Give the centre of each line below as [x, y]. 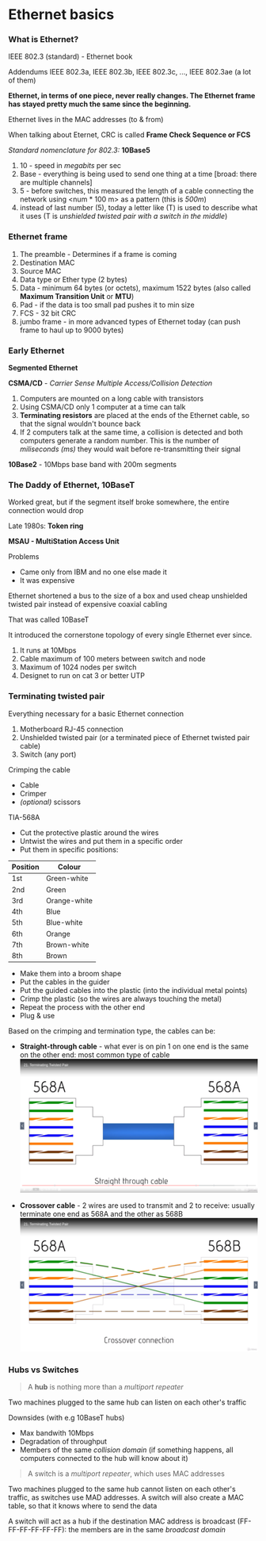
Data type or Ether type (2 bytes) [74, 279]
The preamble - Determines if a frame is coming [98, 254]
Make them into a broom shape [70, 973]
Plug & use [37, 1015]
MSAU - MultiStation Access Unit [64, 542]
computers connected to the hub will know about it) [104, 1459]
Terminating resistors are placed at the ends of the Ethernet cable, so [135, 416]
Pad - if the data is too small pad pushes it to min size [107, 305]
